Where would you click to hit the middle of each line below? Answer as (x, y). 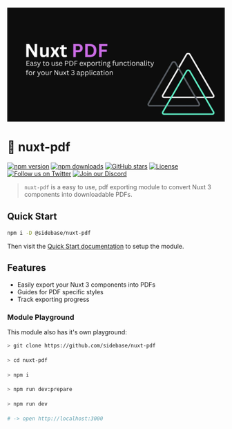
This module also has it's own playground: (67, 332)
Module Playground (41, 317)
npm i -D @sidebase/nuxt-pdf (49, 233)
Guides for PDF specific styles (60, 292)
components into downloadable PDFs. (78, 195)
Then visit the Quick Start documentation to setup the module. (96, 246)
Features (27, 268)
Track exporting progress (53, 299)
